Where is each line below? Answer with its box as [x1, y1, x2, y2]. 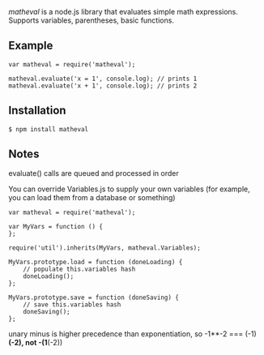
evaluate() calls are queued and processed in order [8, 169, 180, 178]
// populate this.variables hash [23, 265, 136, 274]
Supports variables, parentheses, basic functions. [8, 15, 174, 25]
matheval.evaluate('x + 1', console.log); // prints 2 [8, 81, 198, 90]
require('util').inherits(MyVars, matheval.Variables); [8, 244, 201, 252]
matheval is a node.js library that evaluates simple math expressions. [8, 7, 239, 16]
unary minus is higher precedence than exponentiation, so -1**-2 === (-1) [8, 329, 257, 339]
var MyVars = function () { [8, 223, 104, 231]
